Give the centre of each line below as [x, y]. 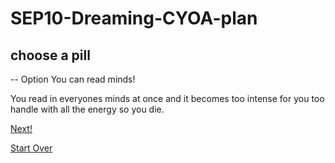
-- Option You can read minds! [73, 79]
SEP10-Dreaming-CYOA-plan [134, 18]
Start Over [31, 148]
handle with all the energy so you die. [87, 109]
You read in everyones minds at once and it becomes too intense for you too [167, 98]
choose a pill [50, 55]
